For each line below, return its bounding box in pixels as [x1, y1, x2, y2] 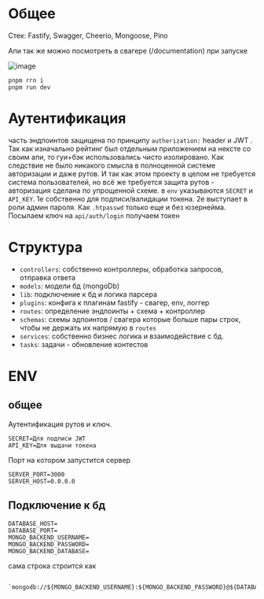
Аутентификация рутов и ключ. [8, 419, 112, 429]
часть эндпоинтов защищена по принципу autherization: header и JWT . [8, 135, 253, 145]
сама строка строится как [8, 560, 97, 571]
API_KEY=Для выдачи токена [8, 442, 97, 449]
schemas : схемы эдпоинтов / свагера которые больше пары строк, [19, 314, 241, 324]
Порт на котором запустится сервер [8, 455, 131, 464]
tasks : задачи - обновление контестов [19, 339, 148, 349]
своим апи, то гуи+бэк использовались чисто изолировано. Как [8, 152, 224, 161]
